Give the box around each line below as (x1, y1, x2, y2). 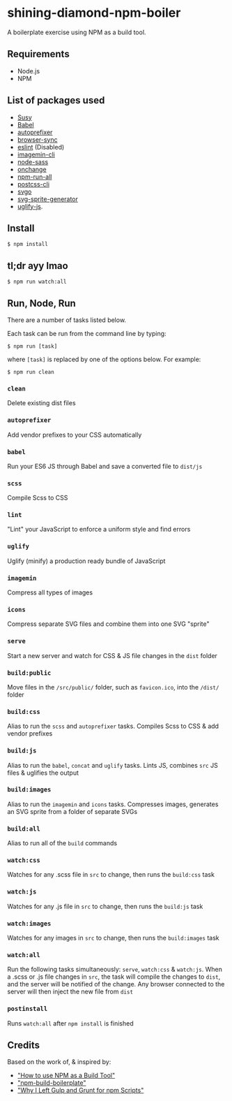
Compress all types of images (7, 588, 93, 597)
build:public (7, 669, 52, 677)
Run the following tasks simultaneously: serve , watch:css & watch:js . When (7, 965, 223, 974)
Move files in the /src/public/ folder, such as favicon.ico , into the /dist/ (7, 683, 219, 691)
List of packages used (7, 94, 105, 106)
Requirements (7, 48, 70, 60)
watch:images (7, 919, 52, 927)
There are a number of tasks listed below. (7, 316, 127, 324)
